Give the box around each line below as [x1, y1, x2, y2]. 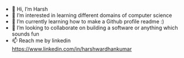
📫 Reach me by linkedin [11, 37, 71, 44]
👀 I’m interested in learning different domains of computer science [11, 12, 172, 19]
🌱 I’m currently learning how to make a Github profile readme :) [11, 18, 165, 25]
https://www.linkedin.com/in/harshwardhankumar [11, 46, 132, 52]
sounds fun [11, 30, 39, 37]
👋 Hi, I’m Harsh [11, 6, 48, 12]
